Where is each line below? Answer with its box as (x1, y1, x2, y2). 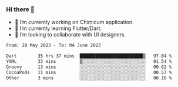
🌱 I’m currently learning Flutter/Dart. (14, 25, 102, 32)
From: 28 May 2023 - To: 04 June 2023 (6, 42, 101, 49)
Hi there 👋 (6, 5, 35, 14)
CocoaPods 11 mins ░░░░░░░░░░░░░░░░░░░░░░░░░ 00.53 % (6, 69, 172, 75)
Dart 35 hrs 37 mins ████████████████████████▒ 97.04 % (6, 53, 172, 59)
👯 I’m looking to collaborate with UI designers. (14, 31, 126, 38)
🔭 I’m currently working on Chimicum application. (14, 19, 134, 26)
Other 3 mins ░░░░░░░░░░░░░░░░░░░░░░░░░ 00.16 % (6, 75, 172, 81)
